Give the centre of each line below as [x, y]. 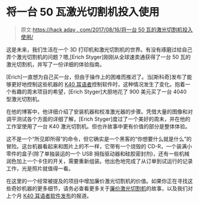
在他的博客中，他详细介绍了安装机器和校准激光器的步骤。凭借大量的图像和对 [99, 111]
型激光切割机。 [24, 99]
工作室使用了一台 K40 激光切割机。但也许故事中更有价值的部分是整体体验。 [98, 126]
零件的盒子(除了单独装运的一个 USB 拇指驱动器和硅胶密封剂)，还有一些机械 [98, 154]
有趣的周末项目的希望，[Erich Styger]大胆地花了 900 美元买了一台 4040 [99, 92]
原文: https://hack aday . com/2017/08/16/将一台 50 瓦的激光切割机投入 [107, 30]
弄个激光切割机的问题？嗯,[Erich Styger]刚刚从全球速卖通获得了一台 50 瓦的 [99, 57]
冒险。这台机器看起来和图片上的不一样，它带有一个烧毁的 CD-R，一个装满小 [99, 146]
